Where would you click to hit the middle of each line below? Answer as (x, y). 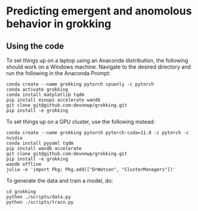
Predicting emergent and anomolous (99, 11)
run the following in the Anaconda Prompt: (58, 73)
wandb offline (24, 164)
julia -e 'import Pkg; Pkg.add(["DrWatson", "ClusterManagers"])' (91, 170)
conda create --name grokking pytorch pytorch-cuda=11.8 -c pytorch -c (97, 133)
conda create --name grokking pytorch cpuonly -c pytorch (80, 84)
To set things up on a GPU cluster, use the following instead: (81, 122)
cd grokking (21, 192)
